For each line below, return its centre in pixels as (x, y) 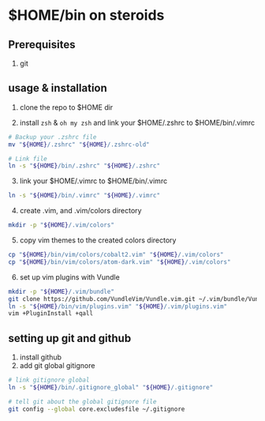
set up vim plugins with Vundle (69, 277)
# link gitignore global (49, 380)
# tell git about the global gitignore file (82, 401)
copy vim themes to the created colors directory (98, 240)
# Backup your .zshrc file (52, 137)
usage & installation (58, 88)
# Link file (28, 159)
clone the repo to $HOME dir (66, 107)
